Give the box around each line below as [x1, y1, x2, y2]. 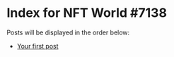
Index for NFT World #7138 [6, 5, 168, 21]
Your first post [16, 42, 59, 50]
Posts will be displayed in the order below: [6, 28, 130, 37]
